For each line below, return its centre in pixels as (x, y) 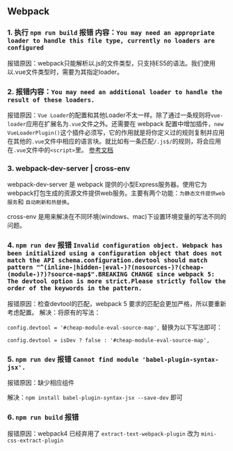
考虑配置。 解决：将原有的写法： (54, 312)
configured (25, 48)
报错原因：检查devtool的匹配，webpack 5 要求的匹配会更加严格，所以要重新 (117, 303)
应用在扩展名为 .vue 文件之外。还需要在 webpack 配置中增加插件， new (124, 123)
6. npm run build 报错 (43, 417)
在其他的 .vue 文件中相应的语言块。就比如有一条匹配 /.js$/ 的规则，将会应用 (114, 141)
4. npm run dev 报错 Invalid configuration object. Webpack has (115, 245)
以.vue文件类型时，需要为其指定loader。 (65, 72)
